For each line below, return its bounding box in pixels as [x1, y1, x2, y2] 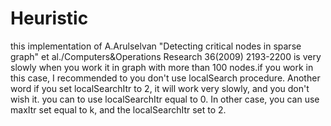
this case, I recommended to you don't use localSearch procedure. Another [10, 72, 321, 84]
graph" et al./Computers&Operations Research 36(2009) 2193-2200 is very [10, 50, 322, 62]
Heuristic [10, 7, 89, 30]
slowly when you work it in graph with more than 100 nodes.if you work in [10, 61, 314, 73]
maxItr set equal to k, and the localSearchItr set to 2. [10, 103, 227, 116]
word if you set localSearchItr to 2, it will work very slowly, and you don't [10, 82, 310, 94]
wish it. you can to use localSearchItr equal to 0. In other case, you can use [10, 93, 320, 105]
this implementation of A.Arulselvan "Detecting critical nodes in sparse [10, 40, 302, 52]
